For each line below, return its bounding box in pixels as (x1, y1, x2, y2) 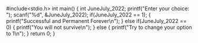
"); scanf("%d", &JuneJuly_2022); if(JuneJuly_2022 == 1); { (6, 11, 151, 18)
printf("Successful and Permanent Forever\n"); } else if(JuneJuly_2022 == (6, 18, 187, 24)
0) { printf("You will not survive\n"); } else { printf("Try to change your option (6, 24, 192, 31)
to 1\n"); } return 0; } (6, 30, 56, 37)
